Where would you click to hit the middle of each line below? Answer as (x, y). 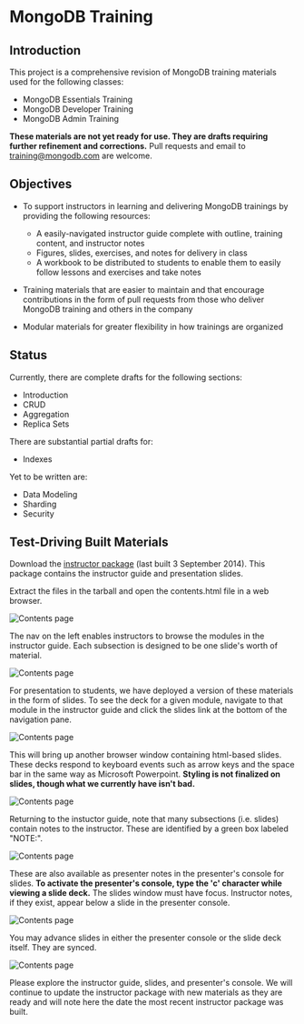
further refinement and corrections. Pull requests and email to (128, 146)
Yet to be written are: (49, 477)
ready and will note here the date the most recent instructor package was (147, 1002)
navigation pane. (41, 719)
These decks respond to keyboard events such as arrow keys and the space (152, 765)
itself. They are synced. (53, 948)
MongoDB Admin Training (71, 119)
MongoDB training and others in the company (108, 309)
